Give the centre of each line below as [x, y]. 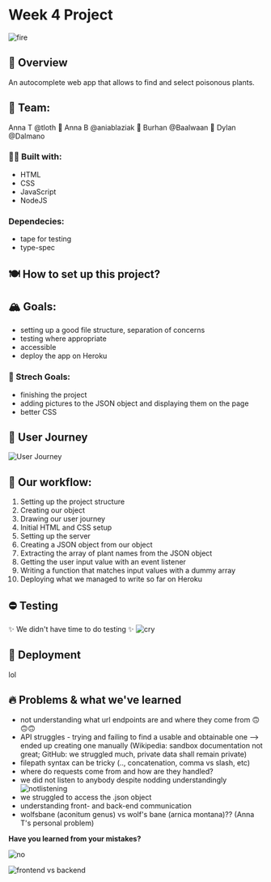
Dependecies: [36, 221]
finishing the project [53, 394]
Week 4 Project [61, 15]
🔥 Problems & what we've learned [95, 700]
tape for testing [46, 239]
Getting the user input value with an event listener [103, 562]
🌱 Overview [38, 63]
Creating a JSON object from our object [86, 545]
